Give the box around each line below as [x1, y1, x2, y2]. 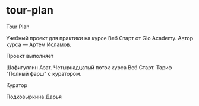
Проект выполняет [6, 52, 54, 59]
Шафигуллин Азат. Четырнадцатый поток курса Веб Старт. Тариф [6, 63, 172, 71]
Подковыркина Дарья [6, 93, 62, 100]
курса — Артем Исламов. [6, 41, 71, 48]
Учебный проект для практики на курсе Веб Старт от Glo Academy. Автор [6, 34, 194, 41]
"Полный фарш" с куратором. [6, 70, 82, 77]
